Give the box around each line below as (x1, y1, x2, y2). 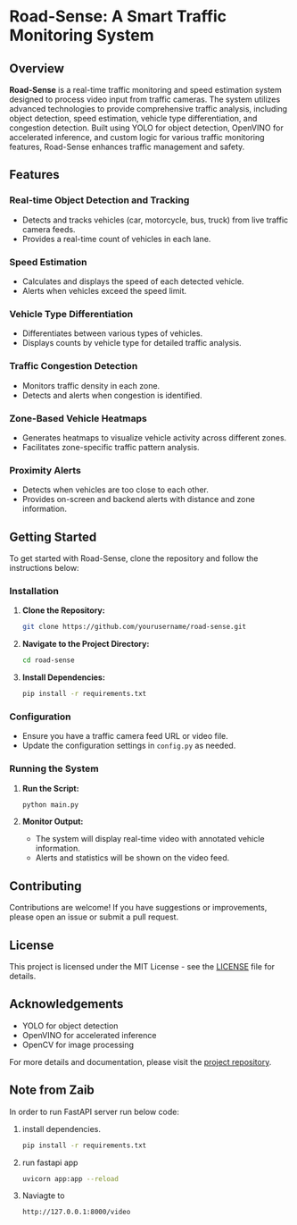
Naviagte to (21, 1190, 65, 1201)
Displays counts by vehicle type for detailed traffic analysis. (21, 338, 243, 348)
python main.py (21, 800, 79, 810)
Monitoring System (9, 25, 154, 46)
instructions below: (9, 562, 79, 573)
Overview (9, 61, 65, 76)
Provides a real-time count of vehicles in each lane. (21, 233, 211, 244)
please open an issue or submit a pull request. (9, 911, 179, 922)
